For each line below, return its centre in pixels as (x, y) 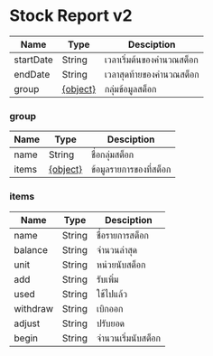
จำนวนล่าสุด (117, 249)
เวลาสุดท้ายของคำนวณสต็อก (152, 74)
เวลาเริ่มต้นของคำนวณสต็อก (151, 60)
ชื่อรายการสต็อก (122, 235)
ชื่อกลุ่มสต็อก (113, 155)
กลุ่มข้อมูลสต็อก (130, 89)
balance (31, 249)
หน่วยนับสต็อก (121, 265)
